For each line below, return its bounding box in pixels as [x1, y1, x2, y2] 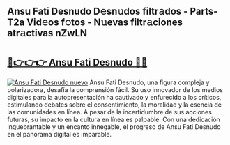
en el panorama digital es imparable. [7, 130, 112, 138]
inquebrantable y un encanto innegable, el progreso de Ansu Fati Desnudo [7, 123, 221, 131]
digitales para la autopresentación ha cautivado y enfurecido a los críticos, [7, 93, 222, 101]
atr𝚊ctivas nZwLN [7, 27, 88, 39]
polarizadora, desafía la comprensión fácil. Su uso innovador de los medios [7, 86, 223, 93]
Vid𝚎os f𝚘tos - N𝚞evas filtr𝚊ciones [26, 17, 183, 29]
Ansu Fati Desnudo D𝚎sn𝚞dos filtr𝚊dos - [7, 6, 188, 17]
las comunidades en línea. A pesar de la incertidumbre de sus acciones [7, 108, 213, 116]
